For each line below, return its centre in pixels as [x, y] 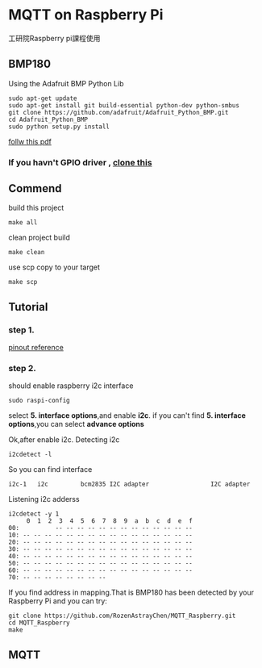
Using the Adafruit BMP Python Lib [66, 83]
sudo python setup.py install [59, 127]
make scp [23, 282]
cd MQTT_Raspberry [39, 623]
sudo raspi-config [39, 401]
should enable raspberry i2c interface [71, 386]
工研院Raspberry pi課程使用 [54, 38]
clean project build [40, 238]
